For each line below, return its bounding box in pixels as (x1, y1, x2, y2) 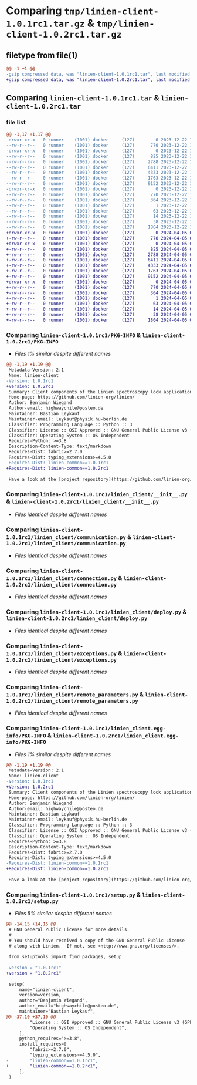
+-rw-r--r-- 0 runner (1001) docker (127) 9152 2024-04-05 (6, 274, 188, 279)
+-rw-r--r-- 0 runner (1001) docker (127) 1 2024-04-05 (6, 295, 188, 301)
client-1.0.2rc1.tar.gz (6, 29, 122, 41)
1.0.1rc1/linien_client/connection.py (6, 575, 117, 582)
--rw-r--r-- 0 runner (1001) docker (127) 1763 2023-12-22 (6, 175, 188, 181)
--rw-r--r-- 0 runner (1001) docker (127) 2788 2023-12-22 (6, 159, 188, 165)
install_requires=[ (19, 1041, 67, 1047)
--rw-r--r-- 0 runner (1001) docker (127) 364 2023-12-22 (6, 197, 188, 203)
